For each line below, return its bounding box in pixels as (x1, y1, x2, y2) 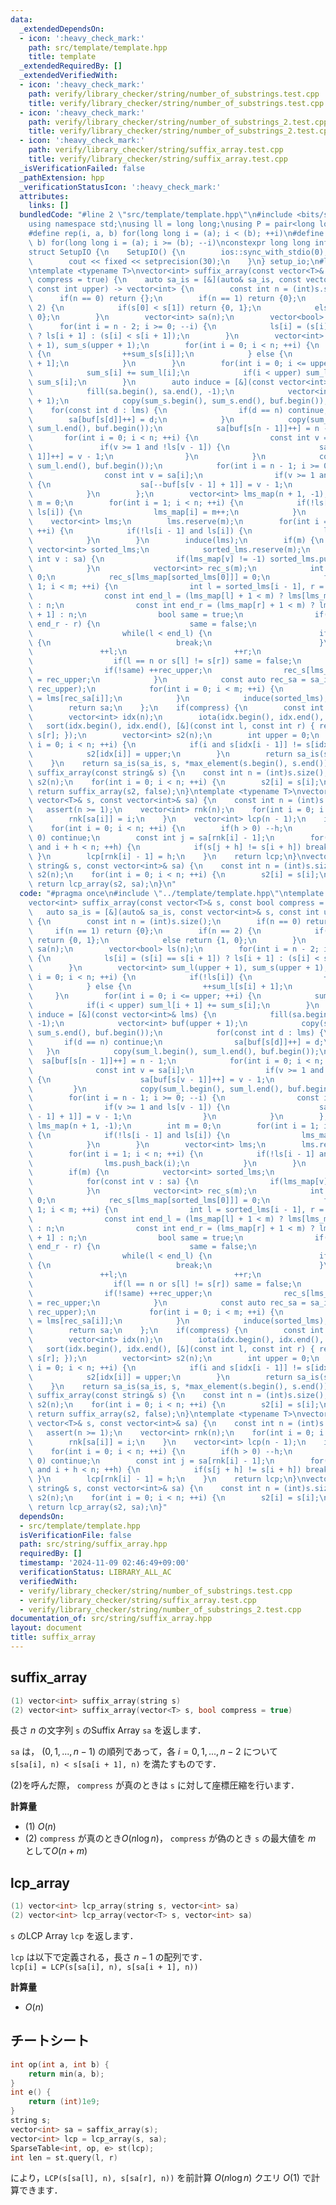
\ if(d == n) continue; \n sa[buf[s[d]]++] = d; (28, 1037, 325, 1048)
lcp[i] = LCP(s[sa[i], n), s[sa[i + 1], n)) (10, 1962, 199, 1972)
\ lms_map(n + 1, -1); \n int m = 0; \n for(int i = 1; (28, 1121, 320, 1131)
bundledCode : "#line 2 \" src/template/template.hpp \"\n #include (19, 210, 293, 220)
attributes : (19, 191, 70, 201)
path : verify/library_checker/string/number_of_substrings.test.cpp (28, 89, 320, 99)
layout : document (10, 1623, 83, 1633)
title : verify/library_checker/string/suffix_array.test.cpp (28, 154, 288, 164)
